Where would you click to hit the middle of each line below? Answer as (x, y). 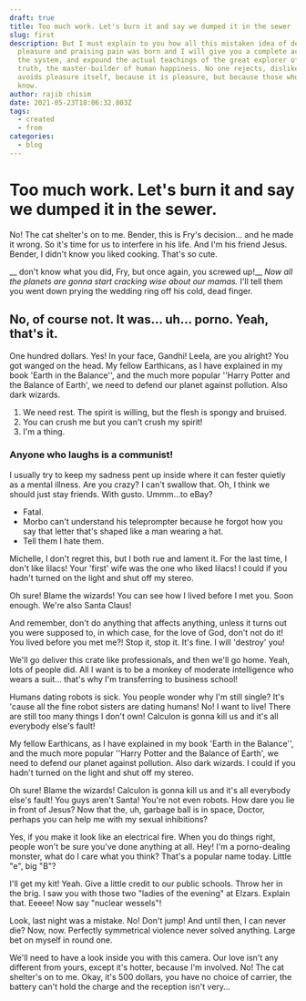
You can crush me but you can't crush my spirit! (112, 422)
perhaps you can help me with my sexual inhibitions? (108, 819)
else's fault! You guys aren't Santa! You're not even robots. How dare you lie (152, 800)
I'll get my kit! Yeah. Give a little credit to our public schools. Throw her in (146, 884)
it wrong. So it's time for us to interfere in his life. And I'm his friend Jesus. (148, 244)
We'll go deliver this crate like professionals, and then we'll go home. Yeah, (150, 659)
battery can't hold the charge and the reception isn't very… (120, 986)
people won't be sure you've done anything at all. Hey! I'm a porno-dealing (150, 846)
